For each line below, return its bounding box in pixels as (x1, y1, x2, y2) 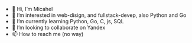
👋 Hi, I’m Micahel (11, 6, 53, 12)
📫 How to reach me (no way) (11, 31, 84, 37)
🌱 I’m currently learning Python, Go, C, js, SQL (11, 18, 124, 24)
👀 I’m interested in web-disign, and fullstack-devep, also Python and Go (11, 12, 187, 19)
